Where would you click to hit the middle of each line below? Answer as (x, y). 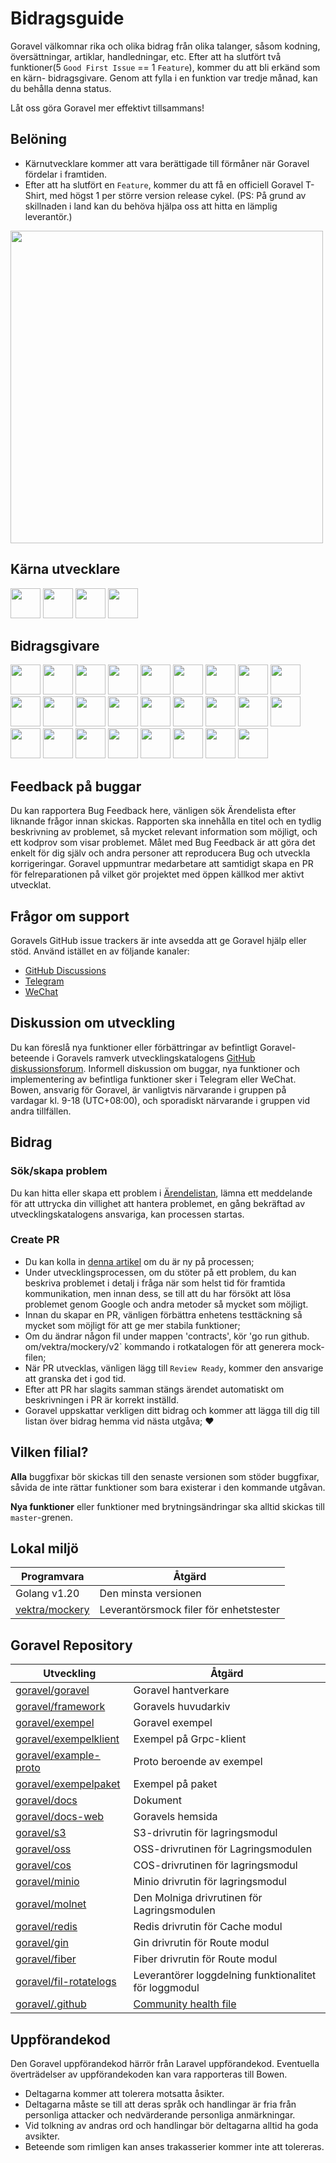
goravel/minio (47, 1882)
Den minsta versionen (150, 1594)
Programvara (52, 1577)
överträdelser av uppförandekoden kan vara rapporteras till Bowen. (149, 2074)
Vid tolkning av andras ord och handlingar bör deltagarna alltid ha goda (171, 2126)
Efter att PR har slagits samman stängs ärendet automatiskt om (154, 1389)
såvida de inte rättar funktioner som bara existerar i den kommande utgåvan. (168, 1487)
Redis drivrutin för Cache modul (208, 1927)
